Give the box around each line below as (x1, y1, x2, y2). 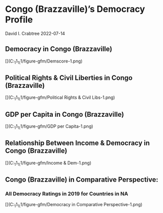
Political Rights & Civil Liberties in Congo (5, 73, 133, 82)
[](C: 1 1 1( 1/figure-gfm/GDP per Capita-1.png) (5, 123, 93, 130)
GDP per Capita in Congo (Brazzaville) (5, 110, 124, 119)
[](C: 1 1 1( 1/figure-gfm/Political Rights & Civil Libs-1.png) (5, 94, 115, 102)
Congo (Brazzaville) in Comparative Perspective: (5, 175, 159, 184)
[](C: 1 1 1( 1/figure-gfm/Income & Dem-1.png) (5, 160, 91, 167)
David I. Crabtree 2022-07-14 (5, 30, 65, 36)
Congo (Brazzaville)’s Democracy (5, 3, 145, 15)
